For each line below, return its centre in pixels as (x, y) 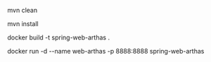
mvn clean (22, 10)
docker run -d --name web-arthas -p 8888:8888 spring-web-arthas (106, 51)
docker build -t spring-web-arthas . (59, 37)
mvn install (23, 24)
